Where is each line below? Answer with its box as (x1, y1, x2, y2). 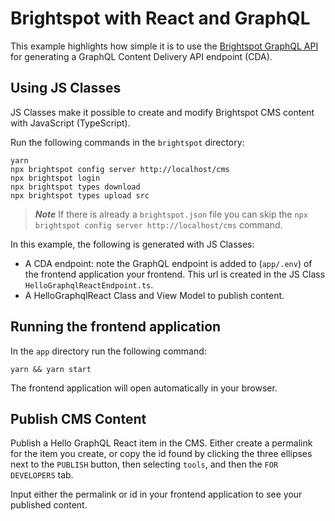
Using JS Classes (10, 80, 122, 97)
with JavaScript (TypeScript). (10, 117, 131, 129)
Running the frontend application (10, 318, 222, 336)
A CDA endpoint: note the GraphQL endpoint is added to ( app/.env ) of (24, 257, 313, 269)
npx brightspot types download (10, 182, 141, 192)
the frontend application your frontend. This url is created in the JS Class (24, 268, 326, 280)
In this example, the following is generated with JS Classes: (10, 238, 255, 250)
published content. (10, 499, 88, 511)
